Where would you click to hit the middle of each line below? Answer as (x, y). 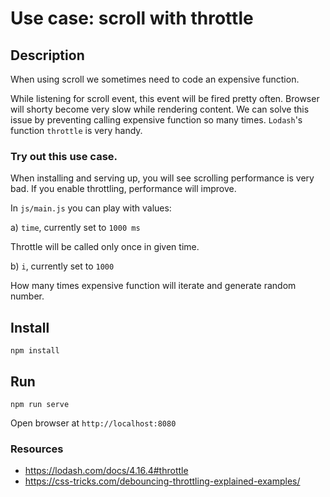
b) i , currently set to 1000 (62, 266)
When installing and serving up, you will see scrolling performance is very (162, 178)
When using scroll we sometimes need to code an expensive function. (155, 79)
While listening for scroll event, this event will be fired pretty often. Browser (165, 98)
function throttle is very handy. (76, 130)
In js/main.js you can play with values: (91, 208)
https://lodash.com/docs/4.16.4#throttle (106, 471)
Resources (37, 449)
